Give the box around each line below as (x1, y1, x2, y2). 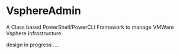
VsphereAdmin (6, 4, 82, 18)
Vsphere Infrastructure (6, 29, 62, 36)
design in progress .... (6, 41, 59, 48)
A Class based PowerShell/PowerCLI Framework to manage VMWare (6, 23, 174, 31)
